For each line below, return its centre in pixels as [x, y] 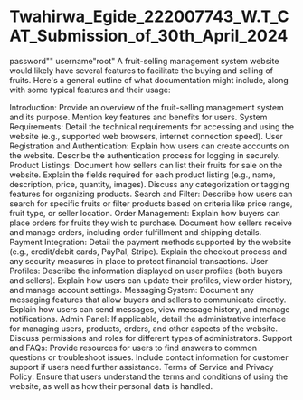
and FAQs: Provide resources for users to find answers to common [133, 348]
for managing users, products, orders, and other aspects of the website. [144, 329]
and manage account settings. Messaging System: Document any [132, 290]
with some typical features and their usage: [90, 90]
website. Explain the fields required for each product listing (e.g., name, [142, 175]
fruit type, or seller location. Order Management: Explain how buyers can [145, 213]
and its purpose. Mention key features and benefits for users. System [138, 117]
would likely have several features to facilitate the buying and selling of [142, 71]
